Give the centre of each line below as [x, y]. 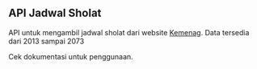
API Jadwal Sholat [55, 13]
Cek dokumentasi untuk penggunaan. [71, 56]
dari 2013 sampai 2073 [46, 41]
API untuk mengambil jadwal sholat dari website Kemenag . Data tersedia [129, 32]
